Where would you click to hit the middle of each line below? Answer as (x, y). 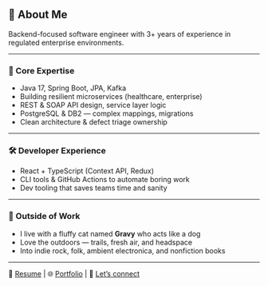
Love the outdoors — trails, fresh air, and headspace (106, 242)
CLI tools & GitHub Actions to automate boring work (104, 180)
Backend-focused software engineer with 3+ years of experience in (120, 34)
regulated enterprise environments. (66, 42)
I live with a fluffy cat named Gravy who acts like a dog (110, 233)
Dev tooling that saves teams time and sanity (93, 188)
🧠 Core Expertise (41, 70)
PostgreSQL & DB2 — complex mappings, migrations (106, 113)
